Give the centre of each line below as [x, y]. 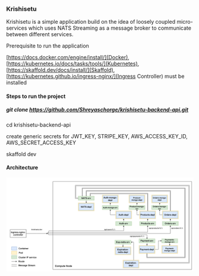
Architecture [22, 167]
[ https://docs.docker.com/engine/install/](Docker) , [68, 58]
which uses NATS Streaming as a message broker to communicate [110, 28]
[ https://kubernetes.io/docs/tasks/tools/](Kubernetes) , [73, 64]
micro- [185, 22]
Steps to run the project [36, 96]
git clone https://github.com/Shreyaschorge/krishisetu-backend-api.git [97, 110]
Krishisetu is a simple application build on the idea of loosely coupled [91, 22]
